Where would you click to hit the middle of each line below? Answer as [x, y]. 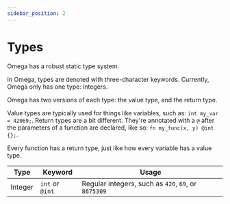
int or [50, 184]
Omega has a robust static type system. [63, 66]
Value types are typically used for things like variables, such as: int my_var [113, 113]
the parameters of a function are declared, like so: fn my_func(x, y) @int [111, 128]
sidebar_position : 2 [37, 13]
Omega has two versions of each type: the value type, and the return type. [112, 100]
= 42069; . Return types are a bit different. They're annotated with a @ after [111, 120]
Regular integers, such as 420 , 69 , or [139, 184]
